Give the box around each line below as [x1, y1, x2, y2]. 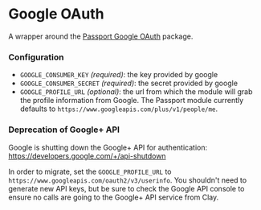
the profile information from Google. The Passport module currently [19, 96, 244, 105]
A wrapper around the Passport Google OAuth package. [8, 31, 194, 41]
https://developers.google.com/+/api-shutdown [8, 150, 166, 161]
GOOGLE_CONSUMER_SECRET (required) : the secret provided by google [19, 78, 239, 89]
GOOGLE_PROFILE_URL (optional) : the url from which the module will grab [19, 87, 253, 97]
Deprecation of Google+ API [8, 124, 120, 135]
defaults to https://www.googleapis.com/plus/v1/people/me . [19, 104, 218, 113]
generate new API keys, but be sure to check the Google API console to [8, 183, 245, 193]
